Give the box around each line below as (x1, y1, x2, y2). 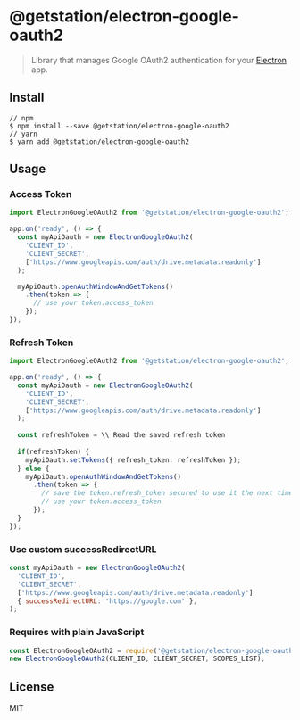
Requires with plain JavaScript (9, 626, 145, 639)
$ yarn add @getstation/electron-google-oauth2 (9, 137, 190, 146)
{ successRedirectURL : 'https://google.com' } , (17, 596, 198, 606)
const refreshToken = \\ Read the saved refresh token (17, 431, 226, 440)
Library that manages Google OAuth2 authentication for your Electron (30, 54, 287, 65)
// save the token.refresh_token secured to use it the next (41, 489, 274, 498)
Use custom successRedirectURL (9, 542, 157, 555)
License (9, 679, 54, 694)
